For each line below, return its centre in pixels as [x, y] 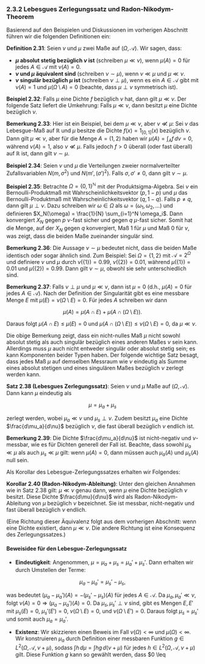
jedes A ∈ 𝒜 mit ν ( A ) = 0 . [48, 67]
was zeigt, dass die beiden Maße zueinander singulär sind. [80, 236]
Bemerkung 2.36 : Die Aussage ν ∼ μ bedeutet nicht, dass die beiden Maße [102, 248]
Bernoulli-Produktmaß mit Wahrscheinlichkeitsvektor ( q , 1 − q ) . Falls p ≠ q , [99, 199]
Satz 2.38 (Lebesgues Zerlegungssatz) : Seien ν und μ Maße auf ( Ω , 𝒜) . [98, 387]
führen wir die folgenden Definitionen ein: [59, 37]
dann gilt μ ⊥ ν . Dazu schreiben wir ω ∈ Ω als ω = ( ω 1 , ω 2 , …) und [90, 206]
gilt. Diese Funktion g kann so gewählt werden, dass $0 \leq [90, 654]
